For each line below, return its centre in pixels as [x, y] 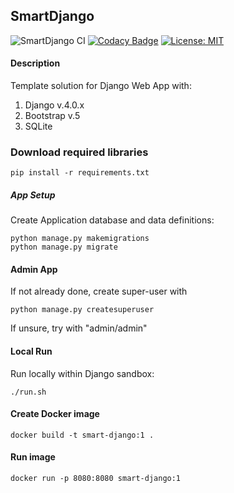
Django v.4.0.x [54, 105]
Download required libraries [79, 152]
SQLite [38, 126]
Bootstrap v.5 [52, 116]
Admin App [34, 269]
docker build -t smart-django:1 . [82, 435]
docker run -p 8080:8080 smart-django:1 [96, 479]
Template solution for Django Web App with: [101, 86]
